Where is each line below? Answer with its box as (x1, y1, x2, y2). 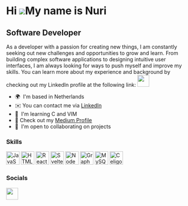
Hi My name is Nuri (6, 4, 107, 18)
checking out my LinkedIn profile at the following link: (6, 81, 136, 88)
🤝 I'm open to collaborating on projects (14, 123, 111, 130)
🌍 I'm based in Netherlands (14, 93, 85, 100)
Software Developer (6, 28, 82, 38)
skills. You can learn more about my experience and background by (6, 68, 170, 75)
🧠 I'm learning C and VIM (14, 110, 77, 117)
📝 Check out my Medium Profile (14, 117, 93, 123)
